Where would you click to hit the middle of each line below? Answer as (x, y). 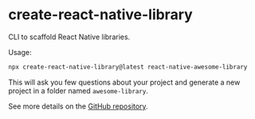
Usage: (20, 52)
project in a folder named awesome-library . (78, 90)
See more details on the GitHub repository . (78, 106)
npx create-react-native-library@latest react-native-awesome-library (128, 67)
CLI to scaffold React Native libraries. (69, 37)
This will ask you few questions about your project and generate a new (124, 82)
